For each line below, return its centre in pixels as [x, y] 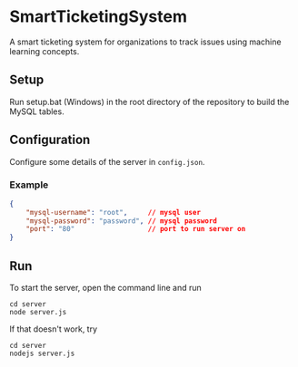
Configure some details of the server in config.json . [107, 161]
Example [29, 185]
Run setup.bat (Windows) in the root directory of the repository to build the [149, 101]
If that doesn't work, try [54, 329]
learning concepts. [45, 51]
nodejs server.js [42, 354]
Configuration [50, 140]
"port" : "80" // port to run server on [136, 229]
